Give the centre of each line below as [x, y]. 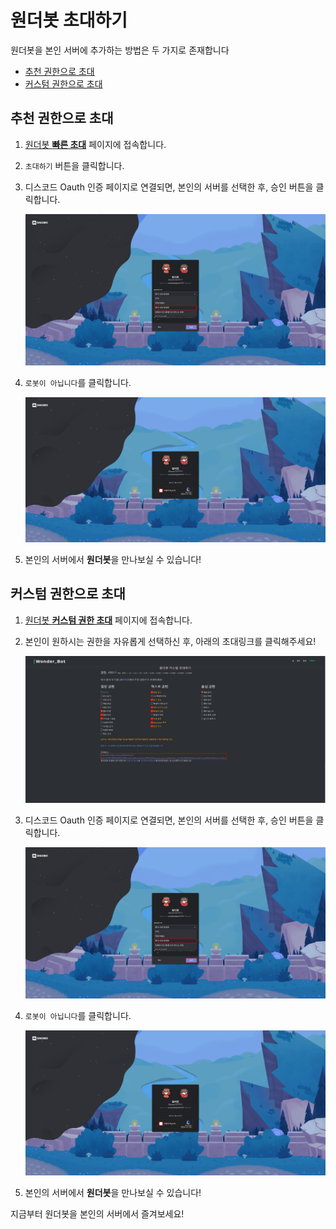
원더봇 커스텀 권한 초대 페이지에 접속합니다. [108, 620]
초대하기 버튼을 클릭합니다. [74, 165]
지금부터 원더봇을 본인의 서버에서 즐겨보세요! [97, 1213]
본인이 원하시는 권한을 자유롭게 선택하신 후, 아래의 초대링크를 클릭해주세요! [170, 641]
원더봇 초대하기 [69, 20]
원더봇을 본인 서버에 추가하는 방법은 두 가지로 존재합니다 [120, 50]
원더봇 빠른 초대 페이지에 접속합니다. [95, 144]
